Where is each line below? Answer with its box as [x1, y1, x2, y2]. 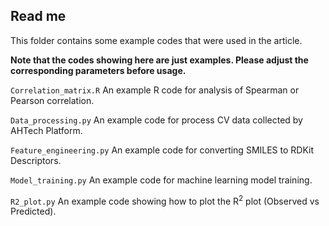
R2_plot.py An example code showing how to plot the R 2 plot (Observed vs [10, 193, 320, 207]
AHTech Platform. [10, 124, 83, 136]
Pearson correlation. [10, 94, 95, 106]
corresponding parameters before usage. [10, 64, 187, 76]
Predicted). [10, 205, 57, 218]
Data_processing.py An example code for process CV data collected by [10, 114, 303, 126]
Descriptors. [10, 154, 62, 166]
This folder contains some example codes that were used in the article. [10, 34, 303, 46]
